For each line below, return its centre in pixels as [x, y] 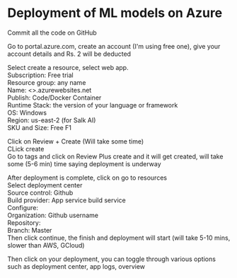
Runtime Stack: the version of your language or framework [93, 105]
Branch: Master [30, 230]
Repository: [24, 222]
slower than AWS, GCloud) [46, 245]
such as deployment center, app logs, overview [76, 266]
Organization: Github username [53, 215]
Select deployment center [45, 185]
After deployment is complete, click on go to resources [87, 178]
